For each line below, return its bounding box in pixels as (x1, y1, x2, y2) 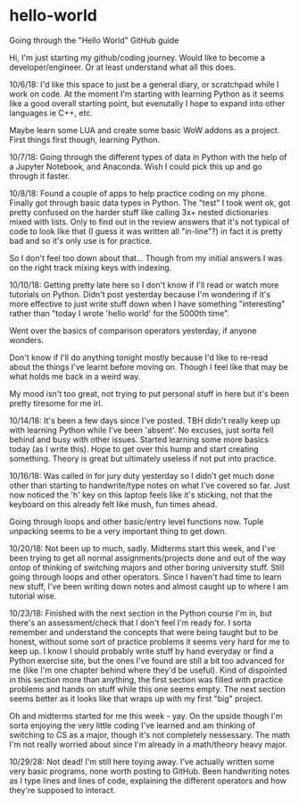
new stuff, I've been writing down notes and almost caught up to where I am (9, 581, 289, 591)
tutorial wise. (9, 590, 57, 601)
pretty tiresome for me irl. (9, 398, 104, 408)
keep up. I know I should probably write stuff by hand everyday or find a (9, 645, 274, 657)
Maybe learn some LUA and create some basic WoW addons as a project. (9, 124, 280, 135)
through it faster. (9, 171, 71, 181)
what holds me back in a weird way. (9, 371, 141, 381)
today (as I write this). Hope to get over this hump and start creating (9, 443, 259, 454)
